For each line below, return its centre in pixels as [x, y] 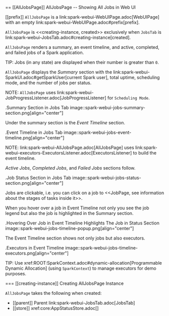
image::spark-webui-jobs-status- [107, 178]
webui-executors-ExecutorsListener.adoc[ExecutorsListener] [69, 153]
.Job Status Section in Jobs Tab [38, 178]
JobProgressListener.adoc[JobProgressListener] [56, 98]
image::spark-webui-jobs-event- [98, 132]
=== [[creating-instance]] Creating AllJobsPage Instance [65, 283]
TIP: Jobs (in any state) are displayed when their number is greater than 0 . [82, 62]
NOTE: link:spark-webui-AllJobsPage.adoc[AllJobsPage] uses [70, 147]
